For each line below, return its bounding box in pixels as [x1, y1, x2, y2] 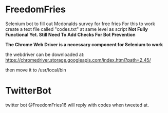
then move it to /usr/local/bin [5, 67, 66, 73]
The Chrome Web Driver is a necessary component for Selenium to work [5, 41, 163, 47]
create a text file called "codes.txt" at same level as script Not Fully [5, 26, 148, 32]
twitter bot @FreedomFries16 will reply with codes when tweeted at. [5, 102, 149, 108]
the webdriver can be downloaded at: [5, 51, 85, 58]
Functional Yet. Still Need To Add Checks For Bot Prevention [5, 31, 136, 37]
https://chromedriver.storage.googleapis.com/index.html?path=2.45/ [5, 56, 152, 63]
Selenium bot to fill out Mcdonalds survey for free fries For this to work [5, 21, 155, 27]
